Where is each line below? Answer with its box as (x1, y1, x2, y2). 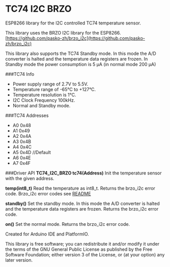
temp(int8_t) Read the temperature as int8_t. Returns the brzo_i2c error (5, 185, 155, 191)
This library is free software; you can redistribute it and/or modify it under (5, 241, 160, 247)
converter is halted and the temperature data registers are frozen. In (5, 55, 148, 62)
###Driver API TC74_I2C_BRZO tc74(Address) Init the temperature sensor (5, 170, 162, 176)
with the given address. (5, 175, 54, 181)
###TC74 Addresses (5, 112, 49, 118)
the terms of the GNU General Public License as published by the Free (5, 246, 153, 252)
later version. (5, 257, 33, 263)
